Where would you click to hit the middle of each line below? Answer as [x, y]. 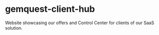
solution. [14, 28]
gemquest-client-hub [50, 9]
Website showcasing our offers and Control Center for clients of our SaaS [79, 23]
